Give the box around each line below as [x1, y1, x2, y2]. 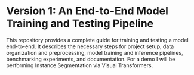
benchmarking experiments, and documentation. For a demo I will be [6, 55, 175, 62]
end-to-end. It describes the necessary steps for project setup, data [6, 43, 174, 50]
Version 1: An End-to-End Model [6, 4, 169, 18]
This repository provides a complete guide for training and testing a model [6, 36, 189, 43]
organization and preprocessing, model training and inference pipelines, [6, 49, 183, 56]
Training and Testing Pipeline [6, 17, 154, 30]
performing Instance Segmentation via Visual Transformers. [6, 61, 153, 69]
